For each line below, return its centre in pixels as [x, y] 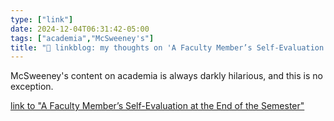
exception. [32, 87]
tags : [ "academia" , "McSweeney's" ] [82, 38]
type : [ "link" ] [42, 19]
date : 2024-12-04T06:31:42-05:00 [80, 29]
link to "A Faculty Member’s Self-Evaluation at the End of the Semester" [157, 106]
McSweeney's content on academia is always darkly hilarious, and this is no [166, 76]
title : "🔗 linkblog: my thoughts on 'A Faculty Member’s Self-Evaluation [167, 47]
